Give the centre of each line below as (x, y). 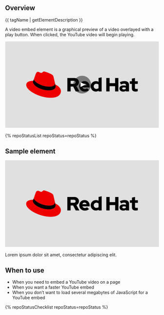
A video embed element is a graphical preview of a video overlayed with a (79, 29)
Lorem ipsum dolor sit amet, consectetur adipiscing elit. (61, 255)
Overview (20, 8)
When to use (25, 270)
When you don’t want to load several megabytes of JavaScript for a (80, 292)
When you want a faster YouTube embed (53, 287)
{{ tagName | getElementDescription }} (44, 20)
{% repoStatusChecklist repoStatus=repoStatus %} (57, 307)
